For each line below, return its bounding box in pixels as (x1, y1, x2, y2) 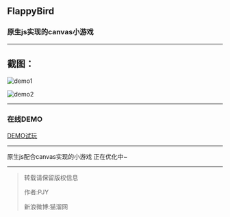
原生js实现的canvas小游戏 (7, 27, 94, 37)
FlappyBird (7, 5, 55, 17)
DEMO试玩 (7, 131, 38, 140)
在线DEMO (7, 114, 43, 124)
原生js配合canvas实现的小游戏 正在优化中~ (7, 152, 128, 160)
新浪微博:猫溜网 (23, 202, 68, 211)
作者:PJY (23, 188, 49, 196)
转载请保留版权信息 (23, 173, 79, 181)
